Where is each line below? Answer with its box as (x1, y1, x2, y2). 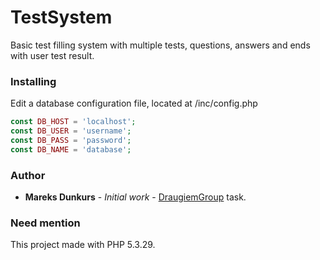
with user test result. (10, 49, 95, 61)
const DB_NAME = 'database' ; (10, 144, 132, 155)
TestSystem (10, 6, 113, 29)
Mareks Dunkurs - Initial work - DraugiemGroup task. (24, 191, 247, 203)
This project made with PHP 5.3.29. (10, 239, 156, 251)
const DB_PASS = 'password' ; (10, 135, 132, 145)
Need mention (10, 216, 81, 230)
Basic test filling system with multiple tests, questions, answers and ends (10, 39, 311, 51)
